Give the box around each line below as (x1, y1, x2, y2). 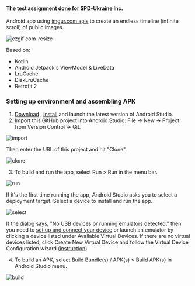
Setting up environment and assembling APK (6, 97, 136, 105)
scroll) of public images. (6, 24, 64, 31)
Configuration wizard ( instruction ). (6, 244, 89, 251)
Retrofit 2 (14, 82, 37, 90)
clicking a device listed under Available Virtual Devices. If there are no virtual (6, 232, 190, 239)
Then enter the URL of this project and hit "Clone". (6, 146, 127, 153)
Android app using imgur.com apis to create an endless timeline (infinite (6, 18, 179, 25)
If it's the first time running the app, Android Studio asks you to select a (6, 191, 177, 198)
